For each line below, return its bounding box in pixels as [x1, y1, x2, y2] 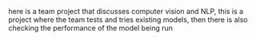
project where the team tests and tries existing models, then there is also [8, 15, 248, 24]
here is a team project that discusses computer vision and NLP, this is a [8, 7, 244, 16]
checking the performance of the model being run [8, 24, 174, 32]
